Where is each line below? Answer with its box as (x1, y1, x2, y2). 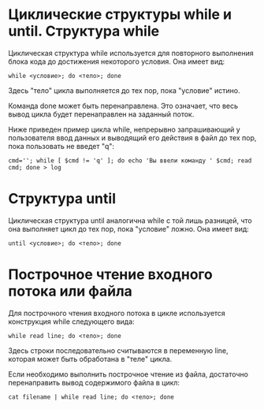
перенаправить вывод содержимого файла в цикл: (8, 377, 180, 387)
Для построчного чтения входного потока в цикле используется (8, 308, 226, 318)
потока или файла (8, 282, 132, 300)
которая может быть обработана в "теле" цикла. (8, 354, 173, 363)
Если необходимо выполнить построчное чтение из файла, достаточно (8, 369, 248, 379)
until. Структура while (8, 22, 160, 40)
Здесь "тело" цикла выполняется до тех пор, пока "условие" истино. (8, 85, 240, 95)
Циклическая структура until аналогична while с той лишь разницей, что (8, 215, 252, 225)
